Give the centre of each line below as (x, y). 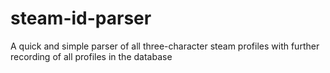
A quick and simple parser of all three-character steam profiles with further (165, 46)
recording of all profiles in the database (91, 56)
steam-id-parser (81, 18)
